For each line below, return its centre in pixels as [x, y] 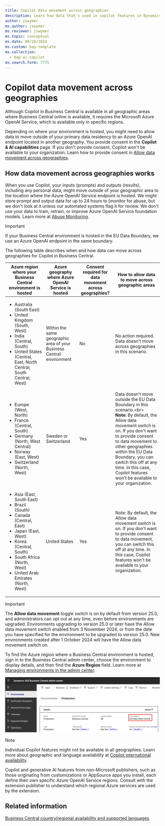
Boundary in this [132, 405]
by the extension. [23, 791]
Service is [60, 287]
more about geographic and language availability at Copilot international [78, 755]
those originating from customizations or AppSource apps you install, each [81, 775]
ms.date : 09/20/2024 [26, 42]
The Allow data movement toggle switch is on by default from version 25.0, [82, 613]
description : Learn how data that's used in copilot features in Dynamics [83, 16]
